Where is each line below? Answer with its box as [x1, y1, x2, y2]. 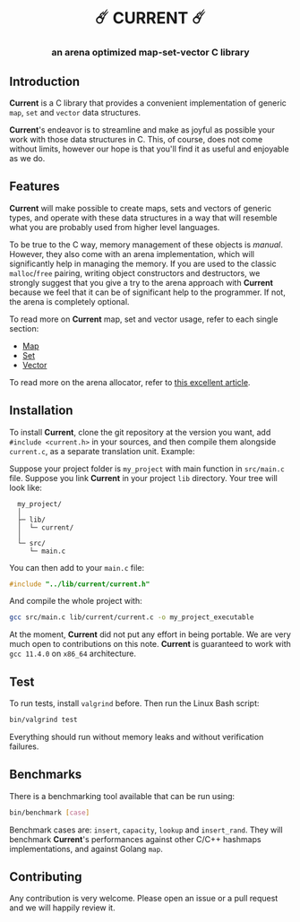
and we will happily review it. [9, 902, 116, 913]
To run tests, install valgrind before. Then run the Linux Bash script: [9, 698, 260, 709]
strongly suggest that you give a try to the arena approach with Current [9, 277, 273, 288]
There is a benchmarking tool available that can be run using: [9, 790, 236, 801]
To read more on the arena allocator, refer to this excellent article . [9, 376, 251, 387]
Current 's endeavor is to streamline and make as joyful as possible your [9, 124, 275, 135]
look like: [9, 482, 43, 493]
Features [9, 179, 60, 194]
